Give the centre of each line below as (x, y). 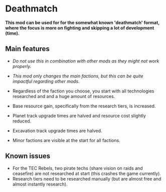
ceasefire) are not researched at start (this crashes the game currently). (87, 173)
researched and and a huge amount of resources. (64, 96)
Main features (28, 49)
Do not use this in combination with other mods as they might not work (86, 61)
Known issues (28, 156)
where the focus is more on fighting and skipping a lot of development (80, 27)
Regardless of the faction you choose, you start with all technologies (83, 91)
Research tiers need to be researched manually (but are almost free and (87, 178)
